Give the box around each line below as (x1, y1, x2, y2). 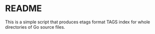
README (5, 3, 42, 14)
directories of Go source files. (5, 24, 65, 30)
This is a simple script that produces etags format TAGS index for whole (5, 19, 151, 25)
